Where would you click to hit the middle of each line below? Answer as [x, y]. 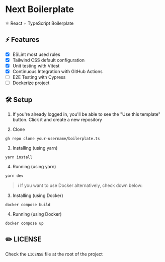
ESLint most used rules [36, 54]
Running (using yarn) [34, 166]
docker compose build [28, 205]
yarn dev [14, 176]
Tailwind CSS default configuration [49, 60]
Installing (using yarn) [35, 148]
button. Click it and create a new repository [57, 119]
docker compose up [24, 223]
